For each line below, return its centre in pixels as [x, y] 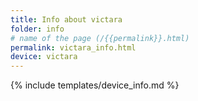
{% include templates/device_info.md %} [95, 85]
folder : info [37, 29]
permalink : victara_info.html [73, 47]
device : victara [44, 57]
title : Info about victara [66, 19]
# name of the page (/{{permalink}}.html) [100, 38]
